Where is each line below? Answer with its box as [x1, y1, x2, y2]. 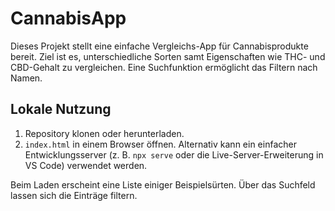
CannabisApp [10, 7, 127, 30]
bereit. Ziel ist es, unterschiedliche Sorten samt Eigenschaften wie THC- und [10, 50, 326, 62]
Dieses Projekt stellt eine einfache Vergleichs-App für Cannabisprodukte [10, 40, 309, 52]
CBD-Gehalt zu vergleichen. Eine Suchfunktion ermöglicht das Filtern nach [10, 61, 318, 73]
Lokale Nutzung [10, 101, 112, 118]
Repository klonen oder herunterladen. [24, 127, 185, 139]
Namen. [10, 72, 43, 84]
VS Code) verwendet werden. [24, 159, 148, 171]
